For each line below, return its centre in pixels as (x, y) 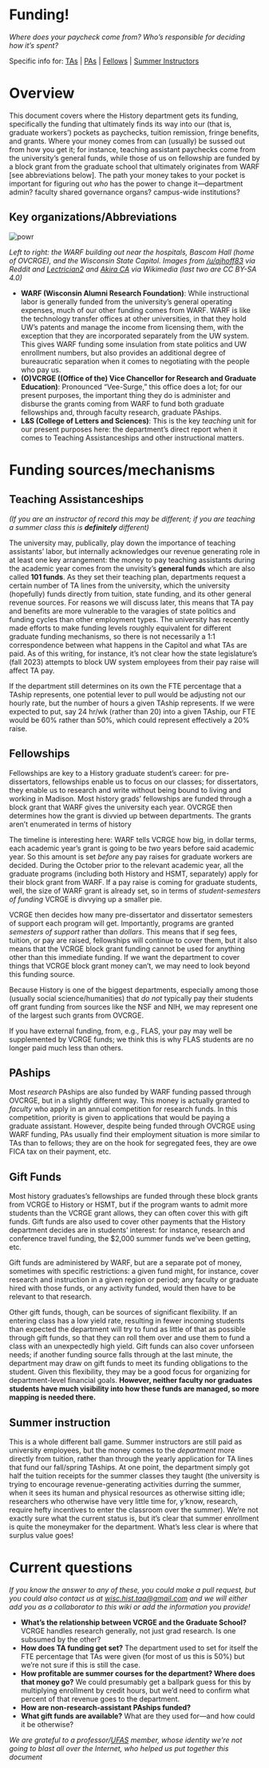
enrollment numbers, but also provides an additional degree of (123, 352)
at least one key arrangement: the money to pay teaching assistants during (132, 560)
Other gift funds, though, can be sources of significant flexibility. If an (123, 1312)
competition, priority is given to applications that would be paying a (120, 1118)
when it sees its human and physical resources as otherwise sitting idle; (127, 1493)
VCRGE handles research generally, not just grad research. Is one (128, 1630)
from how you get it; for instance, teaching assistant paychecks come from (133, 149)
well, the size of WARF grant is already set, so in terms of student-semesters (135, 890)
